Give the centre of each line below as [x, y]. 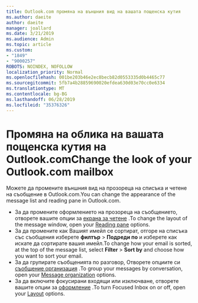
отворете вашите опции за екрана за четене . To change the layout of [101, 219]
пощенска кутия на [56, 147]
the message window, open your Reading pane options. [82, 224]
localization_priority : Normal [45, 72]
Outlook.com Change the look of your [99, 159]
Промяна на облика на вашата [85, 134]
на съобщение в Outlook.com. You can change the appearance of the [91, 194]
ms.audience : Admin [30, 39]
